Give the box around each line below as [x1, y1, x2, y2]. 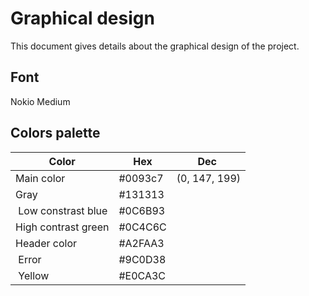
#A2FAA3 [118, 236, 165, 250]
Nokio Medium [10, 95, 71, 107]
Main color [15, 171, 66, 185]
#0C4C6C [118, 220, 167, 234]
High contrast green [15, 220, 110, 234]
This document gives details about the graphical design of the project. [10, 40, 300, 52]
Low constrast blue [18, 203, 108, 217]
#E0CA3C [118, 268, 167, 282]
